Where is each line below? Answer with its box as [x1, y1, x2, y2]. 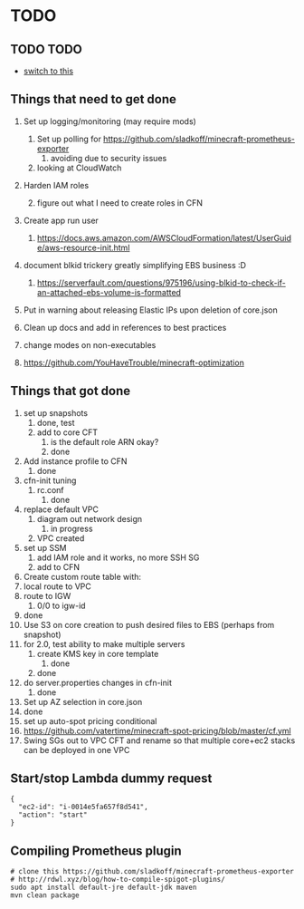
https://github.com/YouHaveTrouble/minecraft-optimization [23, 357, 245, 368]
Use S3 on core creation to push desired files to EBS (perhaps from [23, 619, 275, 630]
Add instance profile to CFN [23, 455, 128, 467]
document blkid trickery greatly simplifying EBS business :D [23, 259, 247, 270]
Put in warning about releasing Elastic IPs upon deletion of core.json [23, 305, 279, 315]
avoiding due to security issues [50, 152, 167, 163]
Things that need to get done [10, 92, 177, 107]
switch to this [23, 65, 74, 76]
